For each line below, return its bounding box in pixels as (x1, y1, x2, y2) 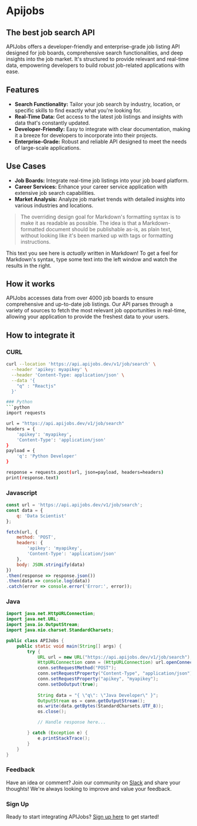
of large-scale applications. (14, 144, 81, 151)
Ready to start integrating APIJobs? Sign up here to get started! (6, 813, 159, 820)
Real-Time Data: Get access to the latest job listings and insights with (14, 113, 183, 120)
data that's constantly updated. (14, 119, 90, 126)
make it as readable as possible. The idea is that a (20, 219, 141, 227)
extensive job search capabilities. (14, 189, 96, 196)
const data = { (6, 507, 43, 513)
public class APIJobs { (6, 638, 64, 643)
